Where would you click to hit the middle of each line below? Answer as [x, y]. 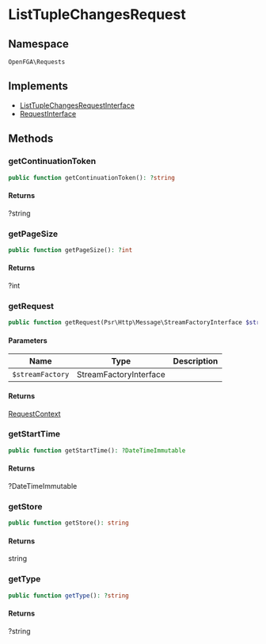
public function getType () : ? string [68, 596]
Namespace [39, 44]
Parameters [28, 340]
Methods [31, 139]
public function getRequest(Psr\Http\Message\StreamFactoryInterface [125, 322]
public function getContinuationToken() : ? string [92, 177]
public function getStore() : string [68, 523]
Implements [38, 86]
